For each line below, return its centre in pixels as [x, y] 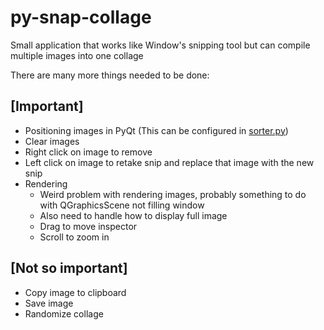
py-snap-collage [81, 17]
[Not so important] [69, 268]
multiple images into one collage [77, 55]
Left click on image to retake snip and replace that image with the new [169, 162]
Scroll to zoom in [74, 237]
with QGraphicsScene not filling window [122, 205]
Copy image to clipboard [75, 292]
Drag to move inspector [88, 226]
